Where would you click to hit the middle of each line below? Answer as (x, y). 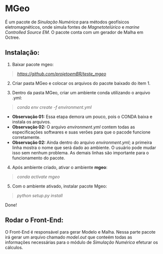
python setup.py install (40, 195)
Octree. (13, 37)
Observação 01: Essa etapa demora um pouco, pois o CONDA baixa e (82, 117)
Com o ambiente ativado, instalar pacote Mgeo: (59, 186)
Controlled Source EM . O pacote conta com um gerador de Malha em (74, 32)
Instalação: (22, 53)
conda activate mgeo (38, 177)
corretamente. (26, 137)
